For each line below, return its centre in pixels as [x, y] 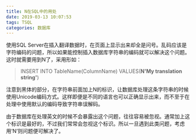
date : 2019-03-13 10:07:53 [39, 17]
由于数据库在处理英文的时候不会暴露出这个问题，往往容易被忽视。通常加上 [95, 117]
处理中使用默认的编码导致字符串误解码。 [55, 104]
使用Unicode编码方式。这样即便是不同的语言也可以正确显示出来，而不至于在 [98, 97]
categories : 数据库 [28, 28]
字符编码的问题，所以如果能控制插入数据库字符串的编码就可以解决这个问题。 [98, 52]
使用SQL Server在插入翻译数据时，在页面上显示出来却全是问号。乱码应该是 [97, 45]
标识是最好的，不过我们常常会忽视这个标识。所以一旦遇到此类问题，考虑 [98, 124]
